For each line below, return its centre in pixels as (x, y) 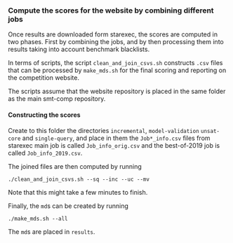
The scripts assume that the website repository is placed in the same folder (117, 91)
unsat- (210, 131)
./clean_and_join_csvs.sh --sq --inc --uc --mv (79, 179)
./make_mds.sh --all (38, 218)
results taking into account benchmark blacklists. (79, 49)
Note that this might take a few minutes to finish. (78, 192)
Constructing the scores (44, 115)
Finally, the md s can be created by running (68, 206)
